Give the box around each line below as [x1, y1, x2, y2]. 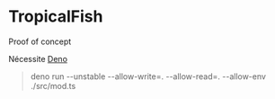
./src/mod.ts [30, 80, 76, 91]
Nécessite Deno [8, 53, 68, 64]
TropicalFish [8, 6, 103, 27]
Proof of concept [8, 36, 72, 47]
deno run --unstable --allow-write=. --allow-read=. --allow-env [30, 70, 267, 82]
